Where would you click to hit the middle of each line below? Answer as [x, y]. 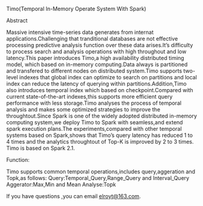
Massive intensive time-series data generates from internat [80, 32]
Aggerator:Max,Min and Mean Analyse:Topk [61, 184]
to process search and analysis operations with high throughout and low [96, 51]
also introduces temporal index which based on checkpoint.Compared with [100, 90]
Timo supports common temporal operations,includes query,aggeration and [101, 171]
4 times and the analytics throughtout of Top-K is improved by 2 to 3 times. [100, 141]
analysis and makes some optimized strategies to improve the [83, 109]
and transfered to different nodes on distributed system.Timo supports [94, 71]
